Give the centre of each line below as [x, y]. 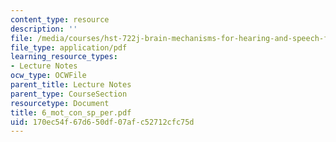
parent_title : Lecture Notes [71, 85]
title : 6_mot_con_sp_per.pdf [71, 112]
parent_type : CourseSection [69, 94]
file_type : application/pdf [69, 47]
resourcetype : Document [60, 103]
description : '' [44, 29]
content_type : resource [60, 19]
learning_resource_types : [64, 57]
